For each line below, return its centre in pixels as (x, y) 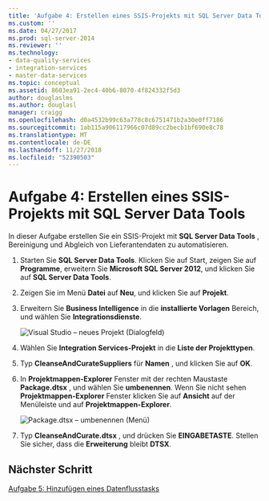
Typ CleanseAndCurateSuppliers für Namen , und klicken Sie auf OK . (136, 364)
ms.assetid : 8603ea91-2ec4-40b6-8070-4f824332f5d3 (94, 90)
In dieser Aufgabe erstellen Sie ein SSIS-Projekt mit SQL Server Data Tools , (134, 236)
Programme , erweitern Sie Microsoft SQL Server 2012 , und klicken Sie (137, 269)
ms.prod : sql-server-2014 (51, 38)
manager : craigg (35, 113)
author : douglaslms (41, 98)
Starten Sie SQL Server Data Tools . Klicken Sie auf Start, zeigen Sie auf (138, 261)
